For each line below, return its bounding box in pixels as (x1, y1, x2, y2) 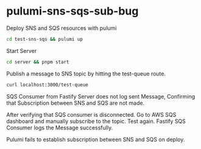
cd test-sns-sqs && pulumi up (6, 36, 83, 42)
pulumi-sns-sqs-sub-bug (6, 4, 139, 18)
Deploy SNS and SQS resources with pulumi (6, 24, 117, 32)
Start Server (6, 47, 37, 54)
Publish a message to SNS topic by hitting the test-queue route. (6, 70, 166, 77)
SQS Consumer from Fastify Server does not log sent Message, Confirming (6, 92, 196, 100)
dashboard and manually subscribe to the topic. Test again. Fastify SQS (6, 117, 186, 125)
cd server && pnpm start (6, 59, 69, 65)
